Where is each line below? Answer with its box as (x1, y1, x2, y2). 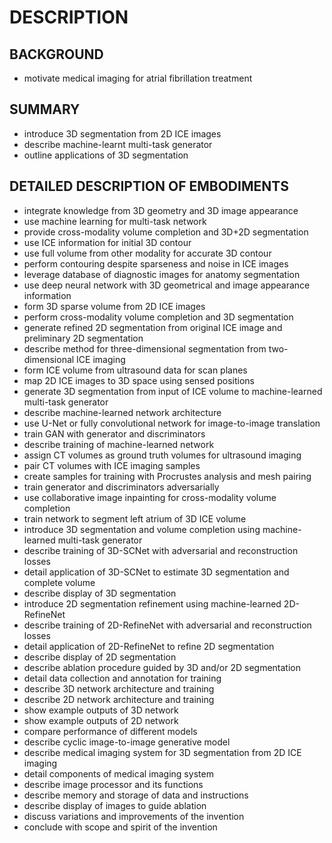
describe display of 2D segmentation (23, 651, 177, 663)
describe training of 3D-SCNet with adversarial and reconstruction (23, 544, 299, 556)
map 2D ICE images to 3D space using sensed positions (23, 374, 255, 386)
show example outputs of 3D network (23, 704, 179, 716)
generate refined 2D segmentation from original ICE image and (23, 321, 283, 333)
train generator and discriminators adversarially (23, 481, 220, 493)
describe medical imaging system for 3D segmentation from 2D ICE (23, 746, 302, 758)
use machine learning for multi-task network (23, 215, 207, 227)
